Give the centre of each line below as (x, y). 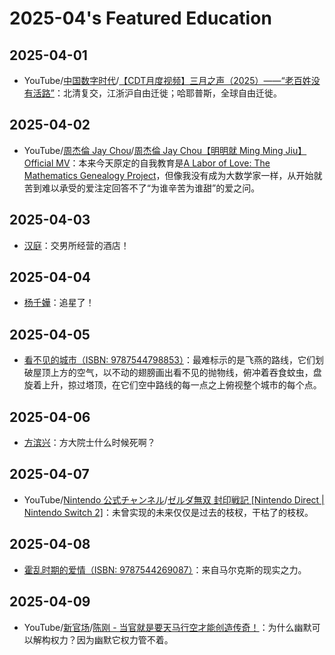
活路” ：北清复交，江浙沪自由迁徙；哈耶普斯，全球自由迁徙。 (157, 93)
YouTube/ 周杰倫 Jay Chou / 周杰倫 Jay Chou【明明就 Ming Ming (153, 150)
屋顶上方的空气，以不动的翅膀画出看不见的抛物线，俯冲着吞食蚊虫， (173, 373)
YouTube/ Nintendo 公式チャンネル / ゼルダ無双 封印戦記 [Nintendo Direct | (174, 499)
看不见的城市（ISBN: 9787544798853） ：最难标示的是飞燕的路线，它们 (169, 360)
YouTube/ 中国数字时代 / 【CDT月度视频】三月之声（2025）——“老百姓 (167, 80)
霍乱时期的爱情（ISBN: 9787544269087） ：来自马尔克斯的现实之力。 (165, 569)
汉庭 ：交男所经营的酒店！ (76, 245)
